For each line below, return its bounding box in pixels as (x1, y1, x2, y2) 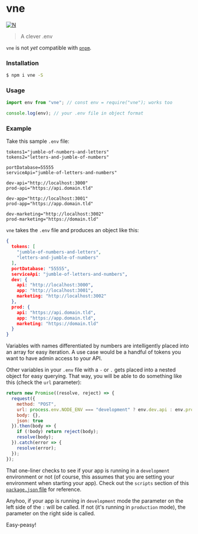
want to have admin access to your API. (6, 355, 103, 362)
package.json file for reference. (6, 486, 82, 493)
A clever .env (20, 32, 53, 40)
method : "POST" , (16, 401, 57, 407)
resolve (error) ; (16, 445, 57, 451)
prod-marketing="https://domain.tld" (6, 216, 99, 223)
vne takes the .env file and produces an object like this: (6, 227, 140, 234)
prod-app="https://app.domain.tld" (6, 201, 94, 207)
